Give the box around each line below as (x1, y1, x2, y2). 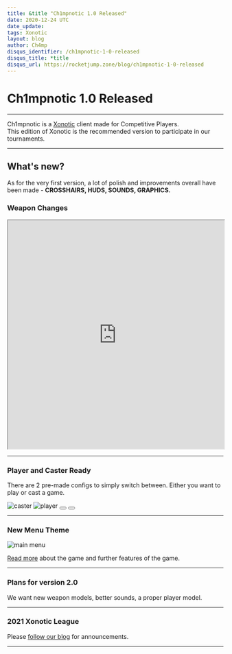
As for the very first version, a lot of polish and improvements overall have (7, 179, 216, 187)
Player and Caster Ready (7, 465, 91, 475)
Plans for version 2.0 (7, 578, 78, 587)
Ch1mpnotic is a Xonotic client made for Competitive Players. (7, 119, 180, 128)
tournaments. (7, 135, 45, 143)
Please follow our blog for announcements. (7, 632, 129, 640)
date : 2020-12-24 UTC (7, 16, 69, 23)
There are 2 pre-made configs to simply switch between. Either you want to (7, 481, 221, 489)
